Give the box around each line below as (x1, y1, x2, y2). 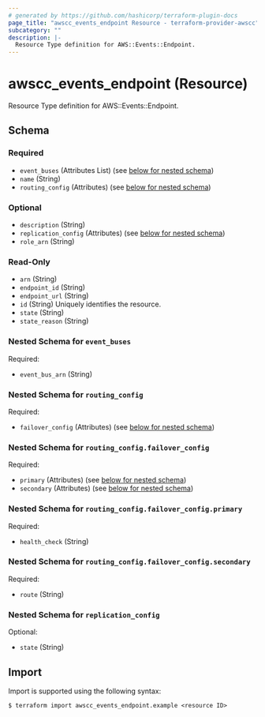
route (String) (19, 589, 65, 599)
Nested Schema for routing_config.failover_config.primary (8, 503, 243, 514)
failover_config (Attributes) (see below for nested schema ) (19, 422, 215, 431)
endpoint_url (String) (19, 291, 89, 301)
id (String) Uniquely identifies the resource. (19, 299, 162, 309)
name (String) (19, 174, 61, 183)
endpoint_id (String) (19, 283, 85, 292)
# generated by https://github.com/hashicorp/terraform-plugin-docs (8, 11, 238, 20)
